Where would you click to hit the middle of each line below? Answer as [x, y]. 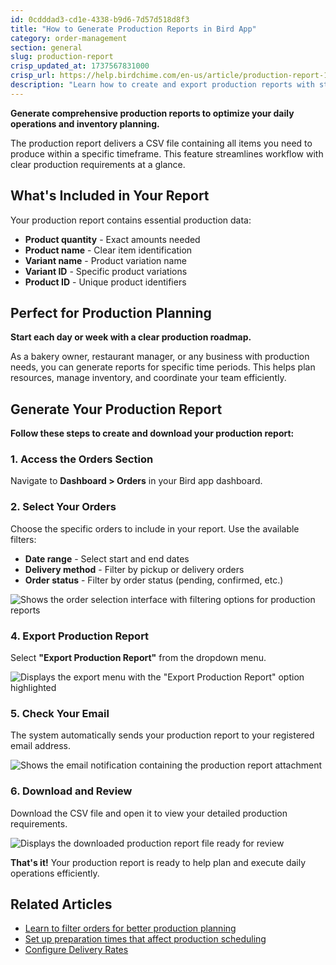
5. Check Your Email [60, 713]
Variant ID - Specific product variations [106, 271]
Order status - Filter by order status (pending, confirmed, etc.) [154, 580]
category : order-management [69, 38]
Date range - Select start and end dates [107, 558]
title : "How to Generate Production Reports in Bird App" [133, 29]
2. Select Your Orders [63, 507]
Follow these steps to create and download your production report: [152, 433]
